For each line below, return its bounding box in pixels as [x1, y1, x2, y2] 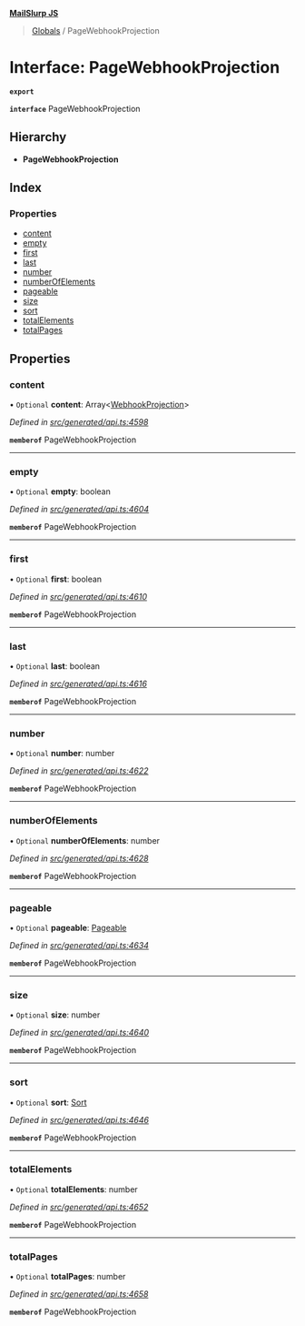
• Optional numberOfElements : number [9, 835, 161, 845]
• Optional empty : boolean [9, 486, 111, 497]
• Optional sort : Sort [9, 1097, 87, 1108]
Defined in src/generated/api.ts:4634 [9, 939, 150, 950]
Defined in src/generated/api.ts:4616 [9, 678, 148, 690]
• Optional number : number [9, 748, 115, 759]
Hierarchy [9, 129, 67, 145]
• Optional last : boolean [9, 661, 101, 672]
